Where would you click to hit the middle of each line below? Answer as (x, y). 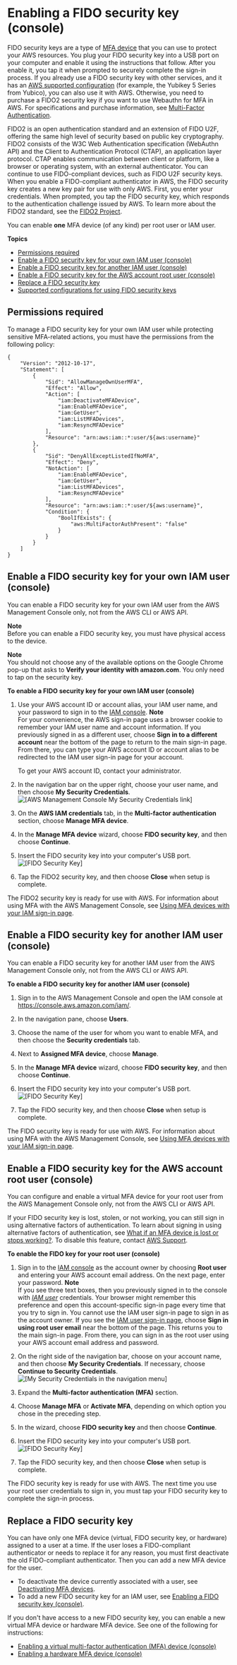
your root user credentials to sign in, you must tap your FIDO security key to (117, 1491)
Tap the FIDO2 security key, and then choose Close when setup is (114, 877)
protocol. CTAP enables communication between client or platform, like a (114, 159)
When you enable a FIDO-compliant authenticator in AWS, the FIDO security (118, 181)
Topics (18, 239)
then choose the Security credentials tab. (79, 1041)
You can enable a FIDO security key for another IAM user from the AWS (111, 963)
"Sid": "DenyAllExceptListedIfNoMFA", (102, 456)
